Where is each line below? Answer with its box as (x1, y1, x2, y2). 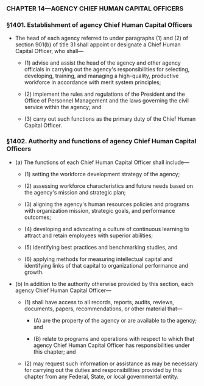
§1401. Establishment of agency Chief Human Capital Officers (6, 20, 193, 29)
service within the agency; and (24, 104, 102, 111)
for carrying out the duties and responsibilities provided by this (24, 366, 182, 373)
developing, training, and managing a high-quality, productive (24, 72, 179, 80)
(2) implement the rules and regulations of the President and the (24, 90, 186, 98)
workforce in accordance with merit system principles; (24, 79, 161, 86)
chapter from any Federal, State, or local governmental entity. (24, 373, 178, 380)
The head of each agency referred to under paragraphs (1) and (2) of (15, 35, 189, 42)
